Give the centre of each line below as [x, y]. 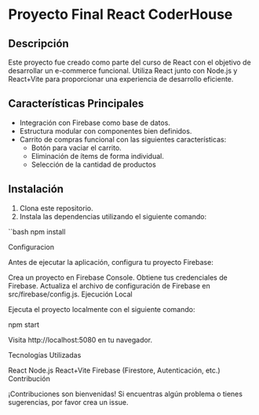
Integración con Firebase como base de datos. [95, 123]
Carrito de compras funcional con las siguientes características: [123, 139]
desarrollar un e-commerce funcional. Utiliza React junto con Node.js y [123, 71]
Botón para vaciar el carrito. [76, 148]
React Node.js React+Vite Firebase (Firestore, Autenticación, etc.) [115, 370]
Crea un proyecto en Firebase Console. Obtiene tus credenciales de [118, 277]
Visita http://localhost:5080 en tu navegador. [80, 340]
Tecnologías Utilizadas [45, 354]
